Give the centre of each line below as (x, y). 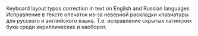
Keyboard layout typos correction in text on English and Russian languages (98, 8)
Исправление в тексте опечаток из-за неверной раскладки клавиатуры (98, 15)
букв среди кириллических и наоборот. (56, 27)
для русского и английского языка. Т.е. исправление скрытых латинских (99, 21)
